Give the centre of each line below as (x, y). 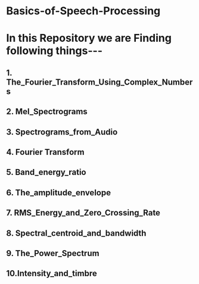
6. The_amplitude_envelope (59, 193)
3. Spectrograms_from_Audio (62, 132)
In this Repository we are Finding (89, 38)
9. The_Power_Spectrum (53, 253)
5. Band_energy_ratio (46, 172)
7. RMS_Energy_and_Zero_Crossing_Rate (83, 213)
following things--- (55, 51)
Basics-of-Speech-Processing (83, 11)
